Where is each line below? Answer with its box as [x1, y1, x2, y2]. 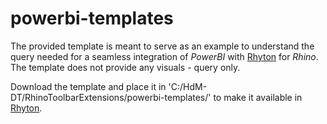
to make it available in [213, 91, 303, 103]
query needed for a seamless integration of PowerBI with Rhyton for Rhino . [10, 50, 319, 62]
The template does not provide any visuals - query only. [10, 61, 241, 73]
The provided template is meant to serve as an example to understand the [10, 40, 315, 52]
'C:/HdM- [168, 80, 208, 92]
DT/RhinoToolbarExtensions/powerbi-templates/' [10, 91, 212, 103]
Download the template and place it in [10, 80, 167, 92]
